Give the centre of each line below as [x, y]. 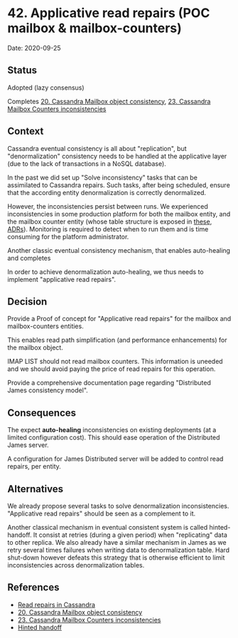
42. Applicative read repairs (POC [109, 13]
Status [22, 70]
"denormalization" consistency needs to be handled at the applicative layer [117, 156]
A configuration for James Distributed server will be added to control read [115, 459]
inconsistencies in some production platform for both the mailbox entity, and [119, 214]
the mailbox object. [36, 347]
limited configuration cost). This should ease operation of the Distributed [114, 438]
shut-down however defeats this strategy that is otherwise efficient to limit [116, 558]
